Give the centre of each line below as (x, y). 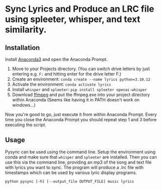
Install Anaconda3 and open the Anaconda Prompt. (56, 59)
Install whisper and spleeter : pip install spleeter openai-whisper (80, 89)
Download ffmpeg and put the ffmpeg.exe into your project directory (81, 94)
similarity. (26, 30)
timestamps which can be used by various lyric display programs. (71, 172)
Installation (22, 47)
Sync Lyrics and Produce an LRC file (80, 9)
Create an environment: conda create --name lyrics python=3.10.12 (81, 79)
